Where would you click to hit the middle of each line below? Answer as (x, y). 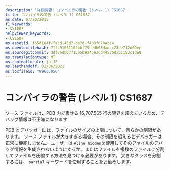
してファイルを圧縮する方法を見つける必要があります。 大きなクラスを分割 (83, 155)
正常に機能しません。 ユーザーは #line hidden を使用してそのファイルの (80, 143)
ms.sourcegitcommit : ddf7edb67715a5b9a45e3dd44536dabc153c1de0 (73, 52)
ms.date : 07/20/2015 (27, 19)
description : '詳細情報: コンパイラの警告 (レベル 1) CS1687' (66, 10)
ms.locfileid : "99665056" (32, 72)
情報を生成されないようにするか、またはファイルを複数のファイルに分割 (89, 149)
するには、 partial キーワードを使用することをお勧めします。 (70, 162)
